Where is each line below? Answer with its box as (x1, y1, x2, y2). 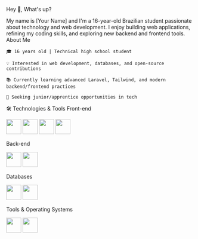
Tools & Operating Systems (6, 206, 73, 213)
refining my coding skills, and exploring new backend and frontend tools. (6, 30, 185, 37)
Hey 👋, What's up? (6, 6, 52, 13)
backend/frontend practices (6, 84, 76, 90)
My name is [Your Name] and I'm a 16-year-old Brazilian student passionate (6, 17, 192, 24)
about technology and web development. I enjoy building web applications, (6, 24, 191, 30)
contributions (6, 66, 42, 72)
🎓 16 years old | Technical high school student (6, 48, 132, 54)
